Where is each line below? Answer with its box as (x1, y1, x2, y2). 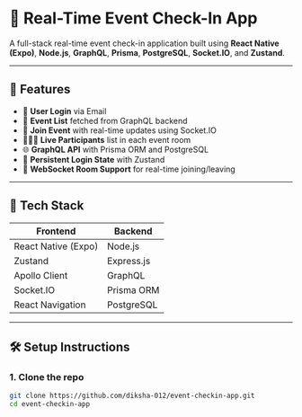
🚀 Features (9, 82, 71, 97)
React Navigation (13, 298, 86, 311)
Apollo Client (13, 269, 68, 281)
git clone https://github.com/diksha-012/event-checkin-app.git (9, 391, 255, 401)
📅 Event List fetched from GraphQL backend (22, 115, 188, 126)
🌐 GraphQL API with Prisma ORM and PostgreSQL (22, 144, 209, 155)
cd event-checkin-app (9, 400, 91, 409)
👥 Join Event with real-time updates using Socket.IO (22, 125, 218, 136)
